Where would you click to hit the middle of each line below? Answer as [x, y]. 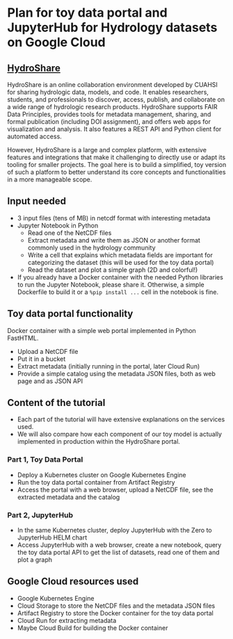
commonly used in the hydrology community [91, 248]
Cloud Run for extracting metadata [67, 620]
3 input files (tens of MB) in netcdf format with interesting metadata [114, 218]
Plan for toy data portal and [88, 13]
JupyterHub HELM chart [52, 537]
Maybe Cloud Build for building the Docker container [93, 628]
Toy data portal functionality [70, 314]
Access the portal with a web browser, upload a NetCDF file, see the [115, 490]
